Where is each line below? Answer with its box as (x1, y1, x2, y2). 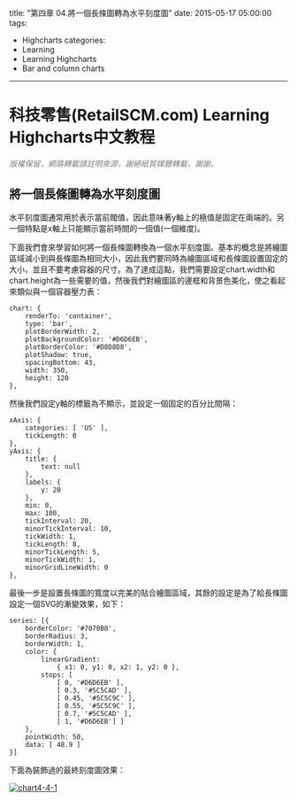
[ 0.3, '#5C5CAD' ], (56, 686, 133, 695)
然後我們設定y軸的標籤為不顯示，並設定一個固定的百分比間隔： (9, 398, 239, 408)
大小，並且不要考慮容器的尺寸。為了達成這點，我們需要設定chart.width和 (9, 264, 276, 275)
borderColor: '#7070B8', (25, 624, 117, 633)
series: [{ (9, 616, 49, 625)
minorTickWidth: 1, (25, 555, 97, 564)
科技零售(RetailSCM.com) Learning (9, 105, 270, 126)
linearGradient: (41, 655, 101, 664)
